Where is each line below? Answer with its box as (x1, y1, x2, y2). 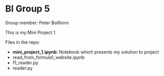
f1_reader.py (12, 59, 39, 65)
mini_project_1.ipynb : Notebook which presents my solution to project (12, 49, 159, 55)
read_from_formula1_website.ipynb (12, 54, 85, 60)
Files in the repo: (5, 39, 40, 45)
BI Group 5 (5, 3, 50, 15)
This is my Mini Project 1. (5, 29, 57, 35)
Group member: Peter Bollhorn (5, 20, 69, 26)
